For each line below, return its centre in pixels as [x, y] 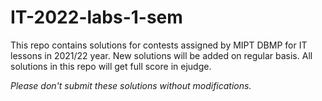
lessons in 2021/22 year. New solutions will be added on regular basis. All [161, 55]
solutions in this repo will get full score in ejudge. [111, 66]
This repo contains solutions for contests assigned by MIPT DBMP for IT [159, 45]
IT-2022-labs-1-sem [96, 17]
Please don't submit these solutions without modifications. [131, 85]
